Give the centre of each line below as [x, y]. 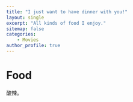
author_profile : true [33, 46]
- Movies [28, 40]
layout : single [25, 18]
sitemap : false [25, 29]
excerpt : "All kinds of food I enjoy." [56, 23]
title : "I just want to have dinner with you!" [67, 12]
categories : [21, 34]
